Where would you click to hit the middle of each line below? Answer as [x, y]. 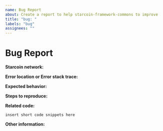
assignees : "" [20, 28]
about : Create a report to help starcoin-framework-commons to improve [81, 14]
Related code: [20, 106]
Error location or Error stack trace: [42, 77]
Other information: [25, 124]
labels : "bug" [20, 24]
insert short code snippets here [40, 115]
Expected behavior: [26, 86]
